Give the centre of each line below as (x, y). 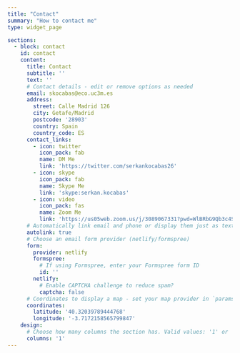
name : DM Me (57, 160)
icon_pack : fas (61, 206)
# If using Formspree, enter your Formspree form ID (119, 266)
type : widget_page (35, 27)
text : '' (39, 80)
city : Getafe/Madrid (64, 113)
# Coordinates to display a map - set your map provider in (117, 299)
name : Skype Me (61, 186)
